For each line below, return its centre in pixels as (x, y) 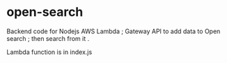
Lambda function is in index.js (49, 52)
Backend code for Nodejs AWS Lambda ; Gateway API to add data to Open (113, 31)
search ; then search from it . (48, 38)
